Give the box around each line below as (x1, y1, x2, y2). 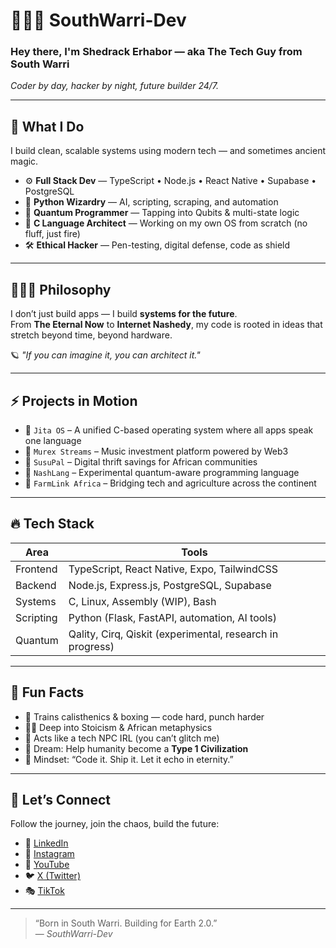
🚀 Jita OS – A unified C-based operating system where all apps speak (24, 424, 314, 436)
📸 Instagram (24, 848, 75, 860)
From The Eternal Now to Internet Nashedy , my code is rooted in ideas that (10, 319, 323, 331)
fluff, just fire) (24, 228, 81, 240)
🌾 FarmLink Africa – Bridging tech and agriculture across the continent (24, 477, 317, 489)
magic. (10, 155, 39, 168)
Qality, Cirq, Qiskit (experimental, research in (68, 627, 279, 641)
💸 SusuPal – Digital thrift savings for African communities (24, 455, 258, 468)
